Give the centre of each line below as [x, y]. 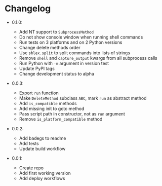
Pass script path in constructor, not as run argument [72, 113]
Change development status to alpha [57, 74]
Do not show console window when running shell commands [81, 37]
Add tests [29, 143]
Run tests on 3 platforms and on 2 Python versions [71, 42]
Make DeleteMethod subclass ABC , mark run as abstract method [83, 98]
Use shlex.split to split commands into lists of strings [75, 53]
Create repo [31, 168]
